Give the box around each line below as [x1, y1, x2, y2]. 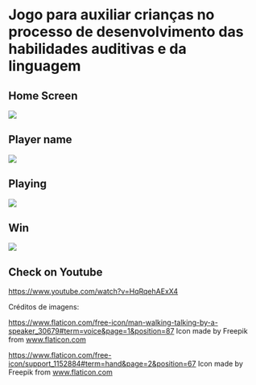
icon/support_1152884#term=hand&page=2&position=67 [8, 359, 196, 369]
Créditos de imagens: [8, 302, 80, 312]
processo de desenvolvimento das [8, 23, 244, 41]
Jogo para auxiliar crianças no [8, 6, 215, 24]
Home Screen [8, 88, 78, 102]
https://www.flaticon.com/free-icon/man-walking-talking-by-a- [8, 317, 219, 327]
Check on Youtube [8, 265, 103, 279]
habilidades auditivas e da [8, 40, 187, 58]
